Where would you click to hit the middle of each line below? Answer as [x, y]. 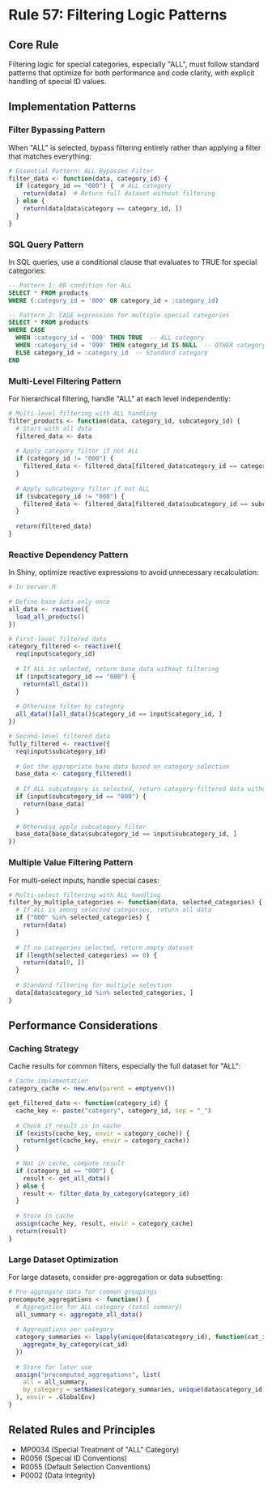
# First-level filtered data [57, 639]
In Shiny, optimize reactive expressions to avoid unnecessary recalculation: [134, 572]
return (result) [41, 1231]
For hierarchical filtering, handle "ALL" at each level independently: [119, 399]
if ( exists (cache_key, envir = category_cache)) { [103, 1133]
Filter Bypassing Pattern [57, 130]
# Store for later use [54, 1367]
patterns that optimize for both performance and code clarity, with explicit [132, 73]
